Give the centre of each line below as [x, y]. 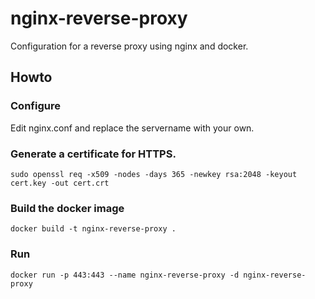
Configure [35, 106]
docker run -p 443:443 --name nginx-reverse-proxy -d [125, 275]
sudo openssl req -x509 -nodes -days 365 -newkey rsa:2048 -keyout [154, 174]
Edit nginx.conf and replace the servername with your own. [132, 128]
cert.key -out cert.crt [60, 183]
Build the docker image [67, 208]
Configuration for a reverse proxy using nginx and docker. [129, 46]
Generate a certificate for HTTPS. [93, 154]
